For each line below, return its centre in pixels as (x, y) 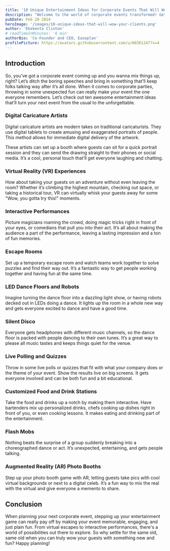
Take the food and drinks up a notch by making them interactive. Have (78, 402)
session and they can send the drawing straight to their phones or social (80, 152)
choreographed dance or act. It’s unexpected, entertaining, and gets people (84, 448)
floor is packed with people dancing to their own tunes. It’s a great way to (82, 338)
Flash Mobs (20, 431)
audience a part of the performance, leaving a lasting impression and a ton (83, 233)
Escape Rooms (24, 252)
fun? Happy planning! (28, 543)
